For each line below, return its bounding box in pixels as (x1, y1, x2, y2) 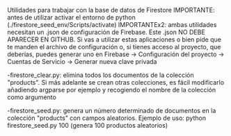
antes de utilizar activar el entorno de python (7, 13, 136, 22)
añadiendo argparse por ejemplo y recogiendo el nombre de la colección (7, 86, 216, 94)
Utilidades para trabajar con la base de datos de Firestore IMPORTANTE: (7, 6, 215, 14)
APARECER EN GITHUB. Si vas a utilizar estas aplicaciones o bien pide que (7, 35, 221, 44)
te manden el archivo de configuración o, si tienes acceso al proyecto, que (7, 43, 221, 51)
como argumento (7, 93, 57, 101)
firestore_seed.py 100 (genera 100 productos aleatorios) (7, 121, 168, 129)
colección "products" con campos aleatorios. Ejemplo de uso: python (7, 114, 207, 122)
